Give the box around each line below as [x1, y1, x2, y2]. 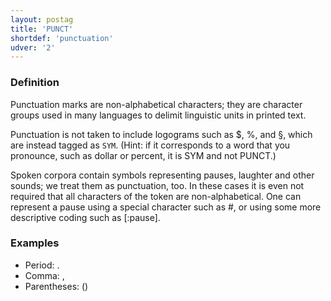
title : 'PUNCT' [10, 24, 74, 34]
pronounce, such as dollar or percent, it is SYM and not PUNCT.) [10, 149, 277, 161]
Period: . [24, 259, 60, 271]
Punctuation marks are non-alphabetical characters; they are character [10, 98, 303, 110]
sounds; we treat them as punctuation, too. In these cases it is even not [10, 179, 305, 191]
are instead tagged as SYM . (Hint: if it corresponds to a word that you [10, 139, 291, 151]
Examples [10, 236, 60, 250]
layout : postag [10, 14, 74, 25]
